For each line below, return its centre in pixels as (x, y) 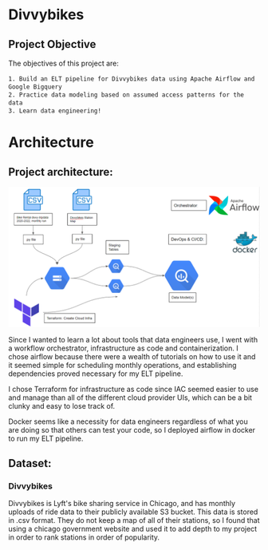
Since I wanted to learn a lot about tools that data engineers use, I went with (133, 339)
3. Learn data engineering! (55, 111)
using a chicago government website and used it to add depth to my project (133, 529)
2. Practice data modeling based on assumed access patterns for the (126, 95)
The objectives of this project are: (64, 63)
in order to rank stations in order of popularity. (84, 537)
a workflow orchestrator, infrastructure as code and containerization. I (123, 348)
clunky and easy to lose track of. (62, 406)
